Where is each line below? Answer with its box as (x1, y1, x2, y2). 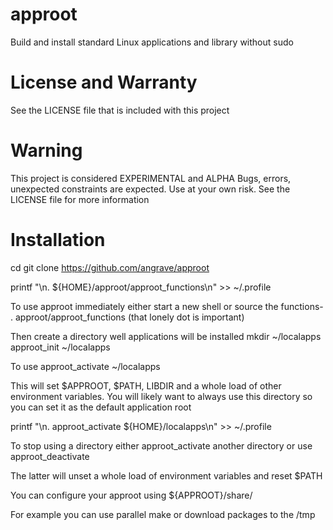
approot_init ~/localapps (10, 341, 111, 353)
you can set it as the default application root (10, 401, 192, 413)
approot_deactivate (10, 450, 90, 462)
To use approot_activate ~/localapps (10, 360, 161, 372)
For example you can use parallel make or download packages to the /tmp (10, 508, 316, 520)
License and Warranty (10, 71, 198, 94)
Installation (10, 229, 106, 251)
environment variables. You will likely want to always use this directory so (10, 390, 313, 402)
